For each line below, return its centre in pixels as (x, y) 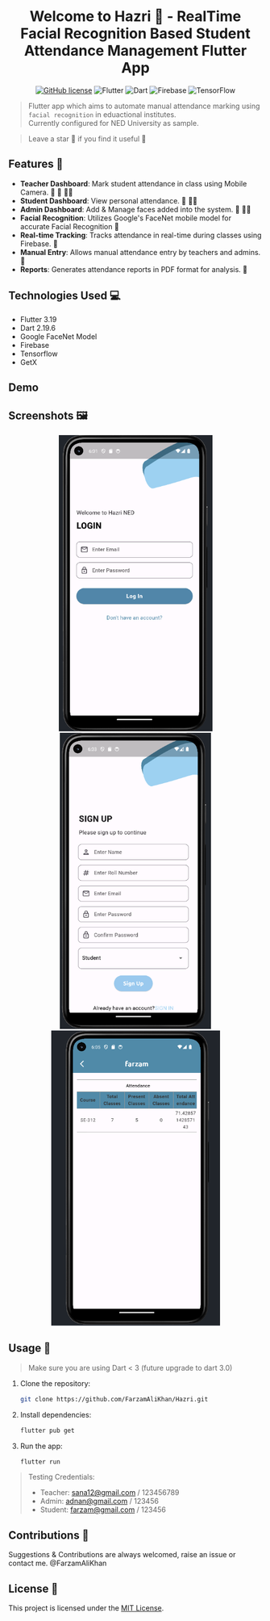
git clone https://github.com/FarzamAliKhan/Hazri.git (114, 1399)
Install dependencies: (56, 1414)
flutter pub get (47, 1430)
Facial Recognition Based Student (135, 34)
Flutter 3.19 (38, 319)
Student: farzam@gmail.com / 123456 (103, 1510)
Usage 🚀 (29, 1349)
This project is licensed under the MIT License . (86, 1608)
